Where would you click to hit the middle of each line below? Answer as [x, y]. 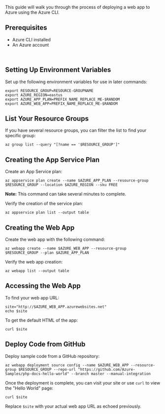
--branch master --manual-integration [111, 374]
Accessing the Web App [43, 286]
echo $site [16, 311]
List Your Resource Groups [47, 119]
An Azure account [31, 45]
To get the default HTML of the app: [41, 320]
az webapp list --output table [37, 271]
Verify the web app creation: [34, 262]
